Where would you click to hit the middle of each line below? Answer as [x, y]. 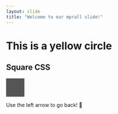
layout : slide [23, 11]
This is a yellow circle [59, 46]
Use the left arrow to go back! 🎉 [44, 105]
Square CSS [28, 68]
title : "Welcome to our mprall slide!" [55, 17]
